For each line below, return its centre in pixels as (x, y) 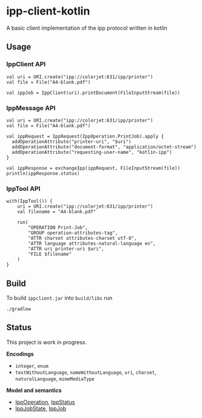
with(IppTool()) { (29, 201)
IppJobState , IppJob (41, 408)
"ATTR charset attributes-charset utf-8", (82, 238)
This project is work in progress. (46, 342)
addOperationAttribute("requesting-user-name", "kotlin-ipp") (92, 152)
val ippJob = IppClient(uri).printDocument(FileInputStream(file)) (93, 93)
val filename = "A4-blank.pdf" (57, 212)
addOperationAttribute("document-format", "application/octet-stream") (104, 147)
